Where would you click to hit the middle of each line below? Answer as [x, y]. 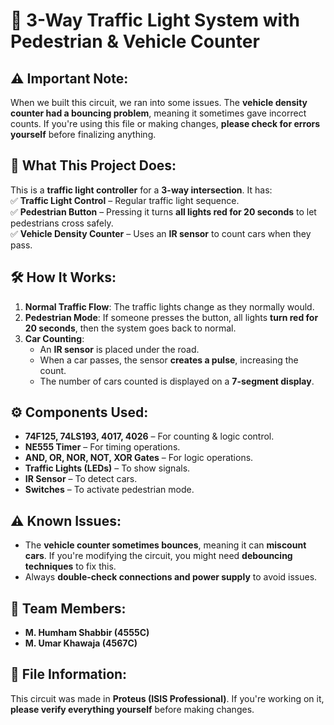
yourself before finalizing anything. [83, 134]
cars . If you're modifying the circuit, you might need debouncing [158, 556]
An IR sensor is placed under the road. [119, 349]
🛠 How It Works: [63, 277]
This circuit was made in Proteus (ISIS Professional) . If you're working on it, [167, 698]
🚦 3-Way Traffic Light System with [155, 20]
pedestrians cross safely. [62, 223]
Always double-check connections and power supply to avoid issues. [171, 577]
